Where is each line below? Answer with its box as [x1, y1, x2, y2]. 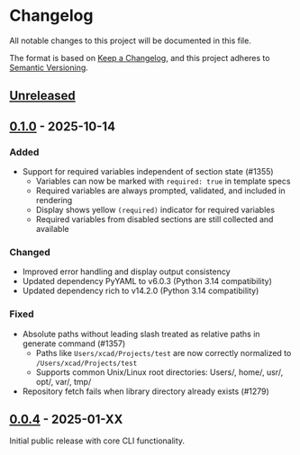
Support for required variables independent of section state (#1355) [22, 166, 274, 177]
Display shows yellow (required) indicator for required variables [35, 204, 276, 216]
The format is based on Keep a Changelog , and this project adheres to [9, 52, 270, 63]
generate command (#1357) [22, 338, 126, 349]
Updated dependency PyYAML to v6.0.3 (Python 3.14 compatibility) [22, 276, 273, 287]
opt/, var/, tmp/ [35, 376, 92, 387]
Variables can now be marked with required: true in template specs [35, 176, 291, 187]
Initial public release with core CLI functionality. [9, 435, 186, 446]
